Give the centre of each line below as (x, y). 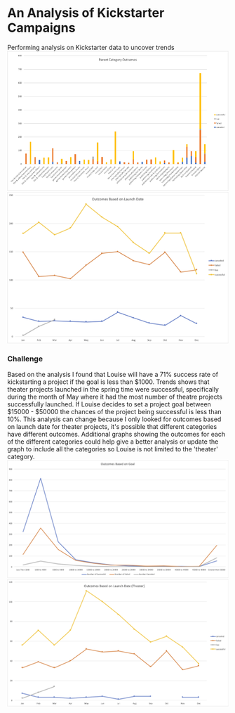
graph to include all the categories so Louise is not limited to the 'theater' (113, 449)
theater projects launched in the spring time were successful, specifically (113, 389)
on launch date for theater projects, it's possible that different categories (112, 426)
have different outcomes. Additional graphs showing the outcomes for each (116, 434)
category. (21, 456)
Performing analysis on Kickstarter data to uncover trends (91, 47)
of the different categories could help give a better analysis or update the (113, 442)
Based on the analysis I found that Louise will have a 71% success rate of (113, 374)
